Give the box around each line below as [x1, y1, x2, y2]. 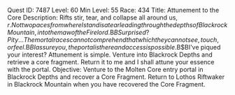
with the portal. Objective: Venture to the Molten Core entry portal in [7, 66, 204, 73]
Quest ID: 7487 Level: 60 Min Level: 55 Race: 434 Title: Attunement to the [7, 6, 220, 14]
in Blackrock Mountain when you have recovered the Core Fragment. [7, 80, 206, 88]
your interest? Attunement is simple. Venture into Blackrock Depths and [7, 50, 213, 59]
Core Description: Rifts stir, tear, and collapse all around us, [7, 13, 178, 22]
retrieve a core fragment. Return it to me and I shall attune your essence [7, 58, 215, 66]
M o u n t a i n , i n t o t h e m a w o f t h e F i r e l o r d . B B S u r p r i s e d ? [7, 28, 150, 36]
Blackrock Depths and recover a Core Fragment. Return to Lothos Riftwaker [7, 73, 225, 81]
